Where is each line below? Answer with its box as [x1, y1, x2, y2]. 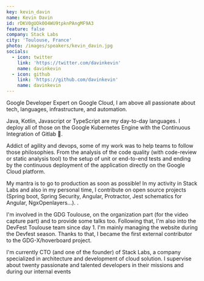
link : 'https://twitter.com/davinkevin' [17, 60, 121, 66]
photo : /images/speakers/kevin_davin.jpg [6, 43, 113, 49]
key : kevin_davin [6, 9, 51, 15]
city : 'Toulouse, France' [6, 37, 72, 43]
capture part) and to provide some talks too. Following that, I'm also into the [6, 217, 197, 224]
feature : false [6, 26, 45, 32]
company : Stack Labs [6, 32, 59, 38]
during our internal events [6, 268, 71, 275]
